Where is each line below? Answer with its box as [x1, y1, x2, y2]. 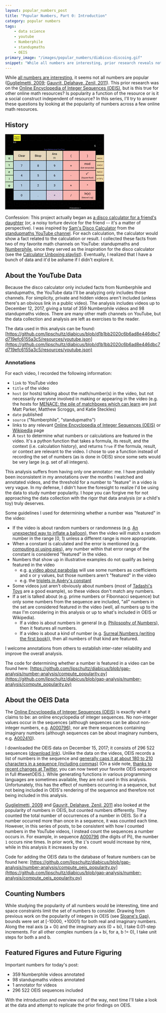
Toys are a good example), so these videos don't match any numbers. [12, 588, 155, 594]
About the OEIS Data [5, 696, 69, 704]
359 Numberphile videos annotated [12, 971, 85, 977]
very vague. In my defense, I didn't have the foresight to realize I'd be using [5, 485, 159, 491]
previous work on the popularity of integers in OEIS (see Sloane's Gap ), [5, 913, 151, 919]
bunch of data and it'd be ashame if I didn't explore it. [5, 257, 114, 263]
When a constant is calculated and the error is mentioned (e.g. [12, 541, 140, 547]
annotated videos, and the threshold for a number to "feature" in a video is [5, 479, 157, 485]
